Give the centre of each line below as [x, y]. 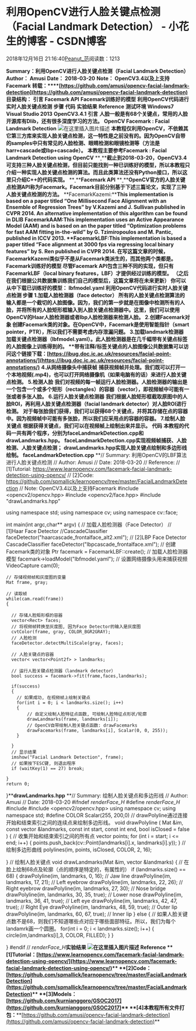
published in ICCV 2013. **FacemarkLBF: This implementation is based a [96, 238]
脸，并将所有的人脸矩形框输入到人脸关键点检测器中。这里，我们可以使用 [93, 310]
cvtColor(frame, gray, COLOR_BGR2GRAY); [61, 632]
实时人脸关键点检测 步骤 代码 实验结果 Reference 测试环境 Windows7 [90, 106]
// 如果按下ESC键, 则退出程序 [43, 763]
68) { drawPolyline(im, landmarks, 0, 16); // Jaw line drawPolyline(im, [89, 876]
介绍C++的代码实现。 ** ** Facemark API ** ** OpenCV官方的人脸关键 [101, 180]
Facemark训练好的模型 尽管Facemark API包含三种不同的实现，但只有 [90, 266]
